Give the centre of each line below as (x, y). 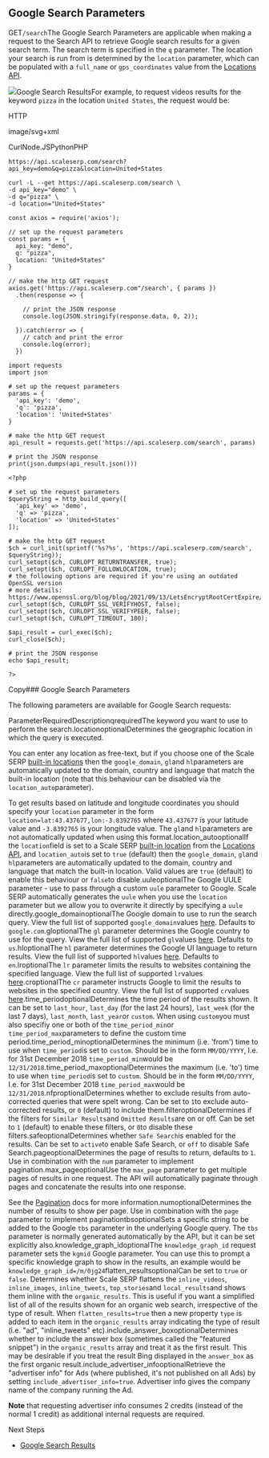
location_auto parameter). (51, 787)
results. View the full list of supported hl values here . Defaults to (114, 956)
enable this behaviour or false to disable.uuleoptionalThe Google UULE (125, 879)
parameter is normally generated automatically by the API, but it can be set (132, 1236)
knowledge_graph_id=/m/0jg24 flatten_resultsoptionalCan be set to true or (128, 1270)
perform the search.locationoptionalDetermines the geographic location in (130, 729)
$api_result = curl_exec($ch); (60, 632)
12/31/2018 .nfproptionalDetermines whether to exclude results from (120, 1093)
